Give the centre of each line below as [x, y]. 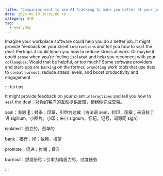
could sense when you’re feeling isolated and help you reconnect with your [81, 57]
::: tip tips [14, 87]
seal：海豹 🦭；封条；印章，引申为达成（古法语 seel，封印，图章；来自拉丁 [80, 112]
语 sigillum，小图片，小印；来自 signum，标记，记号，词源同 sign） [73, 118]
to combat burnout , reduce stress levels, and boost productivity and [72, 72]
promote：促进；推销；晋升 [33, 149]
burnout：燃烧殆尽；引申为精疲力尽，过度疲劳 [51, 160]
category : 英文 [20, 18]
